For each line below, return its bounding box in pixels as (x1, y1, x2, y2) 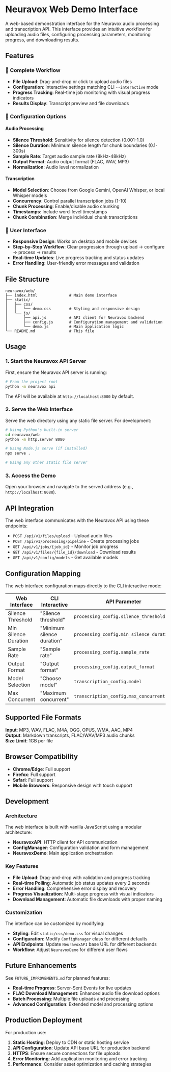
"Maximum (40, 689, 66, 696)
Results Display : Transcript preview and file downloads (12, 100, 129, 106)
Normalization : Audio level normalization (12, 164, 99, 170)
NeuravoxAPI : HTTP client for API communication (12, 839, 118, 845)
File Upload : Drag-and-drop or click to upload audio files (12, 78, 132, 85)
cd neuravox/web (5, 432, 40, 437)
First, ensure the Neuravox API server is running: (5, 369, 107, 376)
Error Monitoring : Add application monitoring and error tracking (12, 1055, 147, 1062)
